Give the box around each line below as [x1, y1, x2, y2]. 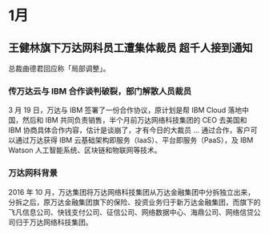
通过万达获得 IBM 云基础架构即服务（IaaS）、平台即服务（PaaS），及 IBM [14, 135, 254, 145]
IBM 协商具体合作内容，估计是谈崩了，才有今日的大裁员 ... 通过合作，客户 [8, 125, 251, 135]
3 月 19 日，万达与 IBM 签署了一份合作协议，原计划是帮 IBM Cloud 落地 [8, 105, 243, 115]
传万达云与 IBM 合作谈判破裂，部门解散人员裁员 [8, 85, 192, 96]
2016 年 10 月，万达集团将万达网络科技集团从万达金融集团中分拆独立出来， [8, 187, 255, 196]
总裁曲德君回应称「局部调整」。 [8, 64, 110, 73]
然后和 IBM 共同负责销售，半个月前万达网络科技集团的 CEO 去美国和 [22, 115, 247, 125]
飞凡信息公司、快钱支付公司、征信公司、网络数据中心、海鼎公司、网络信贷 [8, 207, 254, 216]
